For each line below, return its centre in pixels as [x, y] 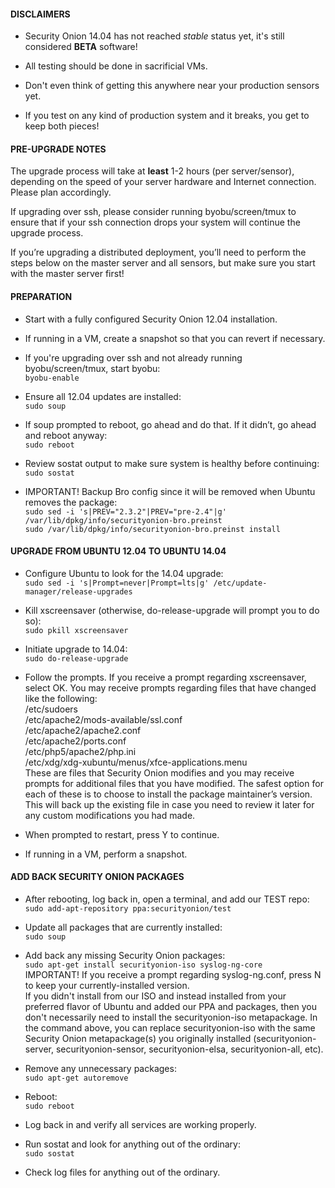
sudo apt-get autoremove [76, 1078]
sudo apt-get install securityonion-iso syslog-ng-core [143, 965]
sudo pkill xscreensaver [76, 630]
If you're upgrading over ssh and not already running [133, 357]
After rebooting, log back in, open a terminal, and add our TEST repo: [167, 899]
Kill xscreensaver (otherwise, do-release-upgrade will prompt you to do [172, 610]
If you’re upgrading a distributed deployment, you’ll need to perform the [158, 252]
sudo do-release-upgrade [76, 658]
